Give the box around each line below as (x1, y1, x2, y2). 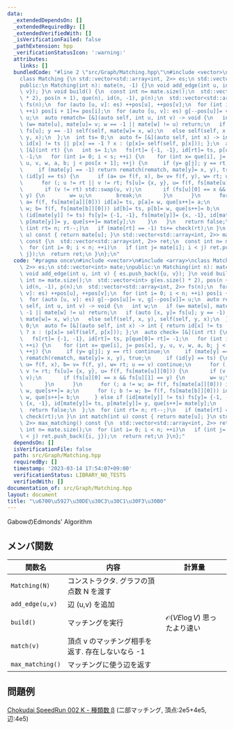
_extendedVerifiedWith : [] (13, 29, 92, 37)
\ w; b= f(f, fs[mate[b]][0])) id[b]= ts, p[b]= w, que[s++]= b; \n (19, 205, 219, 212)
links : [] (19, 62, 49, 69)
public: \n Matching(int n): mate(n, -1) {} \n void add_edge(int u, (19, 82, 219, 89)
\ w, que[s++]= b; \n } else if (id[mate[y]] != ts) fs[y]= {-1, (19, 394, 223, 400)
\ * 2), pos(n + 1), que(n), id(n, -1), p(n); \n (19, 95, 164, 102)
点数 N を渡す (67, 586, 112, 596)
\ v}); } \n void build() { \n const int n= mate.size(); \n (19, 88, 195, 95)
